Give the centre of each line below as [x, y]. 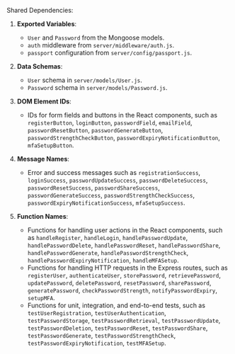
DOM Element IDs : [44, 101]
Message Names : [43, 159]
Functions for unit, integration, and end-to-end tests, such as [116, 305]
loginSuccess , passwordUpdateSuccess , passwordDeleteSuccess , [117, 180]
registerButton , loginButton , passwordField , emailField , [110, 122]
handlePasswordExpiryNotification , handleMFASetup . [103, 260]
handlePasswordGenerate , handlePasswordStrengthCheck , [108, 253]
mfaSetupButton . [51, 145]
